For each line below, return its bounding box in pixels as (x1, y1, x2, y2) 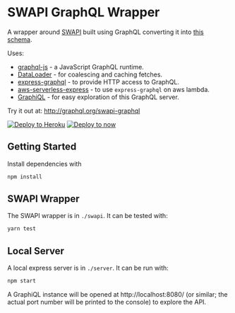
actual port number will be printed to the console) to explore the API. (7, 298, 207, 306)
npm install (7, 173, 42, 181)
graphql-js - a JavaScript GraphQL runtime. (17, 62, 145, 71)
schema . (7, 35, 32, 43)
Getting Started (7, 141, 77, 153)
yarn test (7, 225, 37, 232)
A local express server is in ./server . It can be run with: (7, 263, 169, 273)
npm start (7, 278, 37, 285)
